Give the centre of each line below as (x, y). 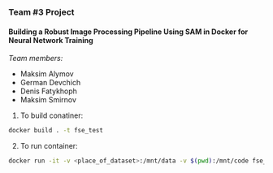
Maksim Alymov (47, 74)
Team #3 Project (41, 12)
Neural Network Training (51, 40)
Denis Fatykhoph (48, 91)
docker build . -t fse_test (56, 131)
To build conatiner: (52, 115)
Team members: (36, 58)
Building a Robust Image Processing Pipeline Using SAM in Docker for (128, 32)
